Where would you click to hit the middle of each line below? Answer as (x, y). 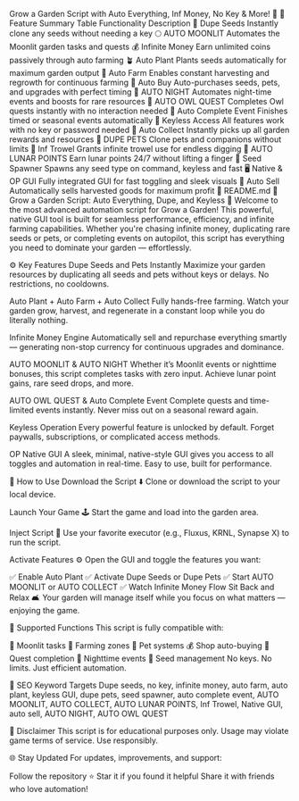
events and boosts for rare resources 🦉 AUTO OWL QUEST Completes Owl (146, 101)
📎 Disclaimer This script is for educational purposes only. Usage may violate (149, 731)
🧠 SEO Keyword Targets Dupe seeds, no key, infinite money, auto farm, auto (149, 685)
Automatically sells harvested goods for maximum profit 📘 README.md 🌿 (144, 191)
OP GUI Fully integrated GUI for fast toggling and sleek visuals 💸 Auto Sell (144, 181)
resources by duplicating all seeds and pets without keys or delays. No (139, 274)
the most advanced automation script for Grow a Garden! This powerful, (141, 209)
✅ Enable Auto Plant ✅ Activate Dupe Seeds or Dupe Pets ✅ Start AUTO (141, 577)
